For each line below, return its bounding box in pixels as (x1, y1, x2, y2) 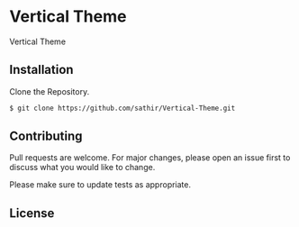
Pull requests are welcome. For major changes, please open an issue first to (9, 152, 291, 163)
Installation (9, 62, 74, 77)
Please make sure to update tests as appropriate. (9, 179, 192, 190)
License (9, 205, 55, 221)
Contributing (9, 129, 83, 144)
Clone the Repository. (9, 86, 90, 96)
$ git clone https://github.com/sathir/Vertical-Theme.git (9, 104, 236, 113)
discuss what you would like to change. (9, 162, 156, 173)
